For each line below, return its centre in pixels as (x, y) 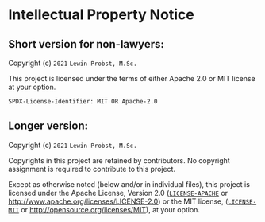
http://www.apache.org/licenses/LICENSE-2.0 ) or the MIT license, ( (118, 201)
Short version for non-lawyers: (86, 44)
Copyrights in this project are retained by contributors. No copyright (119, 160)
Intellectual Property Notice (101, 15)
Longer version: (48, 126)
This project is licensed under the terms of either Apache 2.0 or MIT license (132, 78)
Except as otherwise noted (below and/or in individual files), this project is (129, 184)
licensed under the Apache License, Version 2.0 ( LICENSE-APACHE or (118, 193)
